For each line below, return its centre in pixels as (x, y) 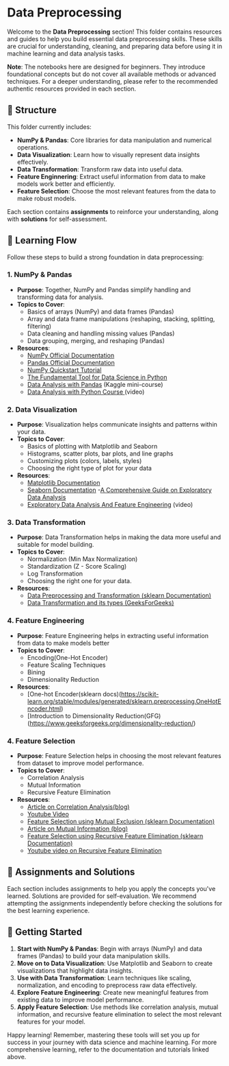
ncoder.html (44, 709)
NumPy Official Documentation (71, 355)
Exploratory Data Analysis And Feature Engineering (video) (110, 505)
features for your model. (51, 1021)
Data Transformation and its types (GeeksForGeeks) (100, 603)
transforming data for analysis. (60, 297)
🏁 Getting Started (45, 932)
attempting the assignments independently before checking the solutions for (115, 903)
